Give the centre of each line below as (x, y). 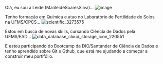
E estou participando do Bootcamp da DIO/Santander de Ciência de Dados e (81, 46)
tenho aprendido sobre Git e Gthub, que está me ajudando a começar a (76, 51)
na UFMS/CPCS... (23, 22)
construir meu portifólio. (29, 56)
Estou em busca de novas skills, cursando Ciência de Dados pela (70, 31)
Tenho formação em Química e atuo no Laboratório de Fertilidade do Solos (80, 17)
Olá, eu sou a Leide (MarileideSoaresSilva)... (49, 8)
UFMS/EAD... (18, 37)
